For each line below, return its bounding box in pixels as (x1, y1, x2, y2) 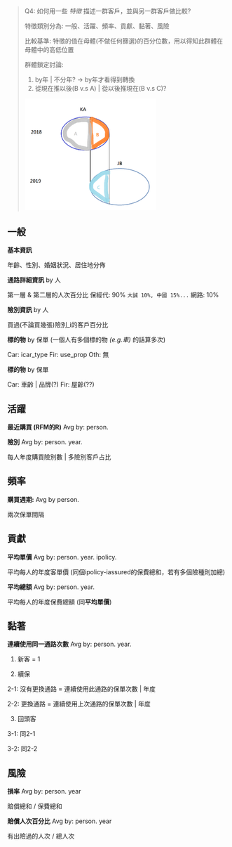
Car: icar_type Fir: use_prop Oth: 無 (7, 351, 109, 359)
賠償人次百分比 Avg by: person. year (7, 817, 112, 825)
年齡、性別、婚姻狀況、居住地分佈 (7, 261, 106, 269)
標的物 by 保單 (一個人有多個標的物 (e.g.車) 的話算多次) (7, 335, 166, 344)
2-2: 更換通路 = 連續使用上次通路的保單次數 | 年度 (7, 699, 151, 709)
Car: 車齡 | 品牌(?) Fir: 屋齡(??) (7, 380, 95, 389)
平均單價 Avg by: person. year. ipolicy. (7, 552, 117, 561)
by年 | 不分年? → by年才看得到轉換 (34, 75, 135, 84)
